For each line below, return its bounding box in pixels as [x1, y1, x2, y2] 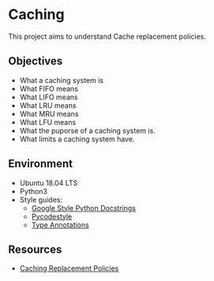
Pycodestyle [31, 212, 73, 221]
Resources [8, 242, 62, 256]
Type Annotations [31, 219, 89, 230]
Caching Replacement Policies [19, 264, 119, 273]
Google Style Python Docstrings [31, 203, 137, 212]
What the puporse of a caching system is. [19, 126, 156, 135]
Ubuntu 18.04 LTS [19, 178, 78, 187]
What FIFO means [19, 84, 79, 93]
